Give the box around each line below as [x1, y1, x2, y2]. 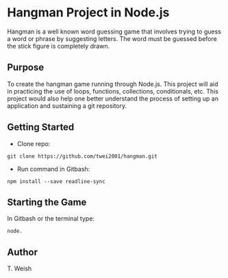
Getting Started [7, 122, 75, 133]
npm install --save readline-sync [7, 178, 106, 185]
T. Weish [7, 264, 32, 273]
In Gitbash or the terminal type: [7, 214, 94, 223]
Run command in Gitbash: [16, 165, 90, 173]
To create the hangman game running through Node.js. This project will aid [7, 80, 218, 88]
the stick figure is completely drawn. [7, 42, 110, 50]
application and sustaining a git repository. [7, 101, 127, 110]
